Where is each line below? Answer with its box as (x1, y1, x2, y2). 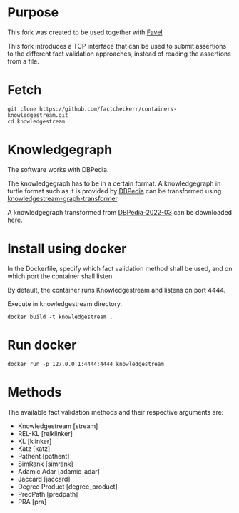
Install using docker (7, 240, 127, 257)
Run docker (7, 337, 77, 353)
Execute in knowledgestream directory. (7, 299, 123, 308)
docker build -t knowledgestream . (7, 313, 113, 320)
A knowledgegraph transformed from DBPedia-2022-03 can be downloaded (7, 208, 233, 216)
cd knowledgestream (7, 118, 66, 125)
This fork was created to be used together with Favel (7, 28, 163, 36)
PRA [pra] (17, 497, 47, 506)
